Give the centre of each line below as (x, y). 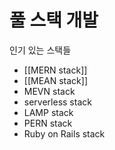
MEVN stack (49, 91)
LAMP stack (48, 112)
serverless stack (57, 102)
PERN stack (48, 123)
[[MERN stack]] (55, 70)
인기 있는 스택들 (40, 50)
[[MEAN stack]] (56, 80)
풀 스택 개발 (54, 20)
